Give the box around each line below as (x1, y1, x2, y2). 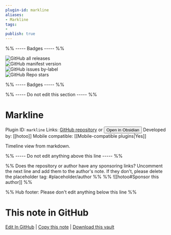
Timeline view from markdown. (5, 143, 70, 149)
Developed (142, 126, 166, 133)
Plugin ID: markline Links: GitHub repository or (5, 126, 103, 133)
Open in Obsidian (106, 127, 139, 133)
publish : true (5, 31, 36, 36)
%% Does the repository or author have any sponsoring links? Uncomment (5, 162, 163, 169)
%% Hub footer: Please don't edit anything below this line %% (5, 189, 137, 195)
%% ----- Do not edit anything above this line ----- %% (5, 153, 123, 159)
